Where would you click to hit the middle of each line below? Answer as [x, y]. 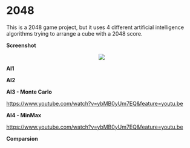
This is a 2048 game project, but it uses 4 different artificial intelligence [95, 27]
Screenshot [21, 45]
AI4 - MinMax [24, 115]
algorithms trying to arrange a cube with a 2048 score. [75, 33]
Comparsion [22, 138]
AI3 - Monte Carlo [29, 92]
